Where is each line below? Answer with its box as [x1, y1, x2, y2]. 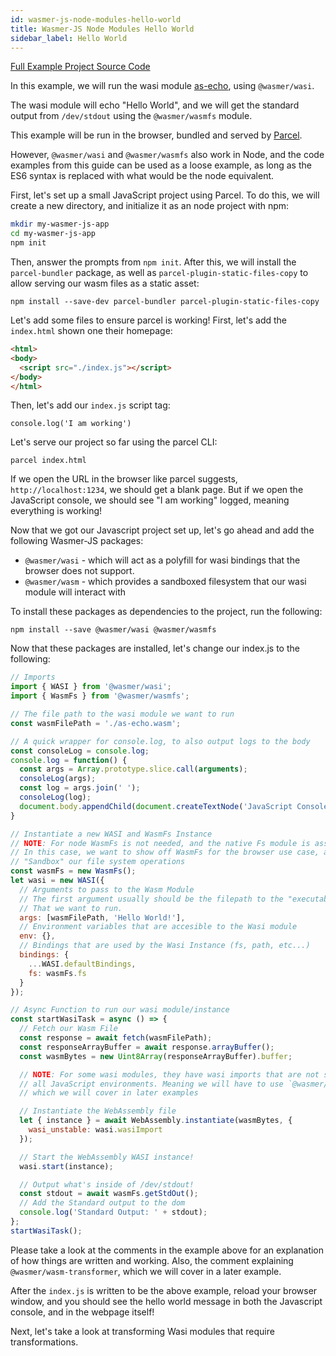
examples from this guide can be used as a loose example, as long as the [10, 159, 312, 171]
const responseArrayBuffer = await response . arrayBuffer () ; [19, 1042, 275, 1052]
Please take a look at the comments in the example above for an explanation [10, 1244, 325, 1256]
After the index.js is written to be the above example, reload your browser [10, 1284, 318, 1296]
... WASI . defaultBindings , [28, 959, 137, 969]
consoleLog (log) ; [19, 792, 92, 802]
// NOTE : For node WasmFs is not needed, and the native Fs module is [10, 838, 311, 848]
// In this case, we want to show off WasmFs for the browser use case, [10, 847, 320, 858]
